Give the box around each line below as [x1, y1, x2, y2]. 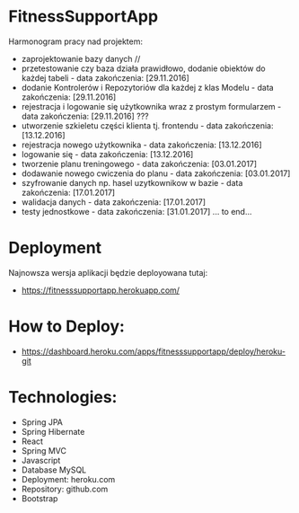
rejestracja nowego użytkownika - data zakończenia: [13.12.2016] [21, 139, 262, 150]
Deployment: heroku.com [21, 473, 116, 484]
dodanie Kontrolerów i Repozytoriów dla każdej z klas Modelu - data [21, 82, 275, 93]
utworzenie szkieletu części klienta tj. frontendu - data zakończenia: [21, 119, 274, 131]
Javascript [21, 455, 61, 465]
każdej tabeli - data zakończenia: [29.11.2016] [21, 72, 189, 83]
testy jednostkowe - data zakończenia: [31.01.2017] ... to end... [21, 206, 252, 217]
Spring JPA [21, 416, 64, 428]
